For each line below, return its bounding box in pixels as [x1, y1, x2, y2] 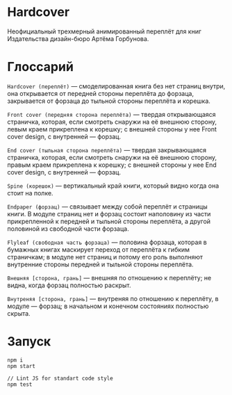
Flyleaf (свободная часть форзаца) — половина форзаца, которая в [7, 238, 207, 246]
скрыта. [7, 309, 31, 317]
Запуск [7, 334, 51, 350]
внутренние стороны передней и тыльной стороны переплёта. [7, 260, 194, 268]
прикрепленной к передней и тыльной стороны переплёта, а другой [7, 217, 210, 225]
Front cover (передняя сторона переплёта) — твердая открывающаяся [7, 110, 217, 118]
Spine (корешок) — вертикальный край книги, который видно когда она [7, 182, 219, 190]
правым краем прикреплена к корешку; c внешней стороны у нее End [7, 161, 217, 169]
